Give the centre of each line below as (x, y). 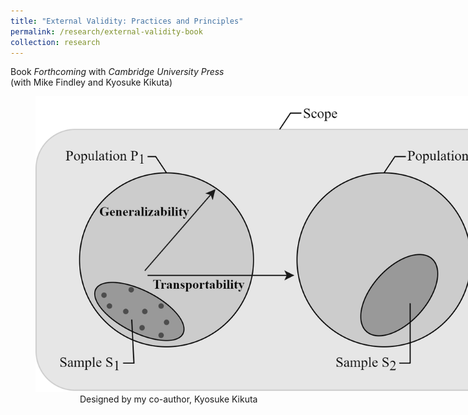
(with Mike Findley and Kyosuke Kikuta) (91, 82)
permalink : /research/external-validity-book (106, 31)
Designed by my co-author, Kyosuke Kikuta (168, 399)
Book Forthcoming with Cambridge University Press (117, 72)
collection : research (55, 42)
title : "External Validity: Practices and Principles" (127, 21)
